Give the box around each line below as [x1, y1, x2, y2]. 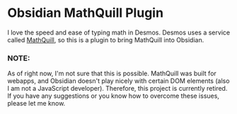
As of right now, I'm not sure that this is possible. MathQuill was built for [7, 69, 217, 78]
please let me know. [7, 99, 66, 108]
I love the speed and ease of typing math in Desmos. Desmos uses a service [7, 28, 231, 37]
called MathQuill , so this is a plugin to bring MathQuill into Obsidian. [7, 35, 204, 44]
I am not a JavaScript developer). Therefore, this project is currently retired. [7, 84, 228, 93]
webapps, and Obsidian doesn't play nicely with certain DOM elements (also [7, 77, 230, 85]
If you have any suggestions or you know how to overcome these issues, [7, 91, 219, 100]
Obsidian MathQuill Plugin [7, 5, 164, 21]
